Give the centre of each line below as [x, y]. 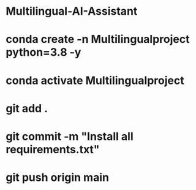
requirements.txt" [53, 149]
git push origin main [58, 177]
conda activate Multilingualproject [95, 80]
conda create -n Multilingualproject [98, 40]
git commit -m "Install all [70, 136]
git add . [27, 108]
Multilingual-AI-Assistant [72, 11]
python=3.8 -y [43, 52]
